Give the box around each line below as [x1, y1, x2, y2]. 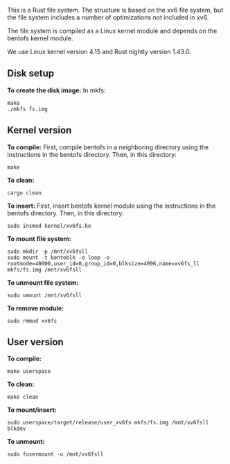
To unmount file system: [7, 278, 79, 287]
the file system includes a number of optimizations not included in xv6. [7, 13, 209, 22]
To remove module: [7, 304, 64, 312]
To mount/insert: [7, 406, 57, 414]
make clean [7, 394, 39, 401]
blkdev [7, 425, 26, 433]
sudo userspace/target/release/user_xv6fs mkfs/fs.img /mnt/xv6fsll [7, 420, 209, 426]
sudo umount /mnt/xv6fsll [7, 292, 82, 299]
